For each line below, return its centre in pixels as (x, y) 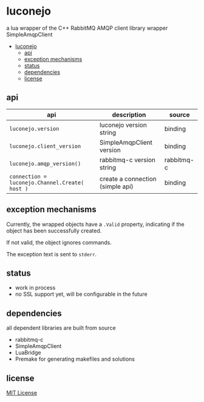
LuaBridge (28, 353)
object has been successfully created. (54, 230)
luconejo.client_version (45, 146)
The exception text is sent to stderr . (52, 254)
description (129, 115)
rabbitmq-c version (127, 160)
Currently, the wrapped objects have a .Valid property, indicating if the (95, 224)
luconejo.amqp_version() (45, 163)
